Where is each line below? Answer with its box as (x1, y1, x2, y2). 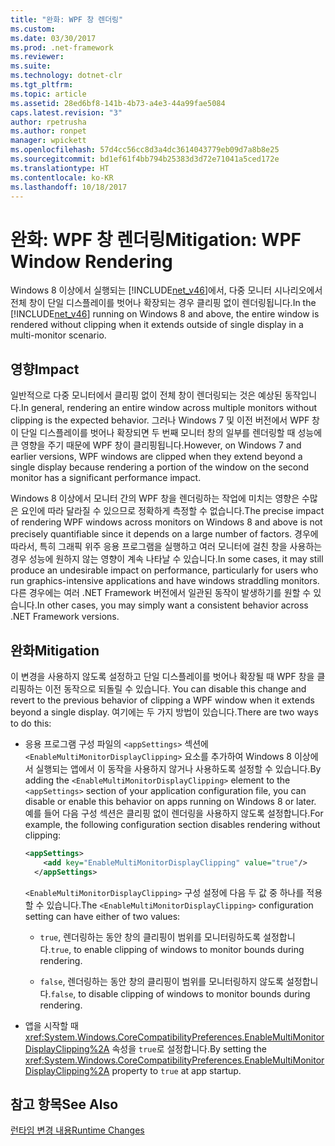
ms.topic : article (10, 89, 87, 99)
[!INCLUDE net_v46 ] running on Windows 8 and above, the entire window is (10, 308, 320, 320)
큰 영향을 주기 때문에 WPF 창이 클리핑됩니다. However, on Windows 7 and (10, 439, 302, 451)
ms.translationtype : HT (10, 163, 110, 173)
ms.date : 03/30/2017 (10, 33, 97, 43)
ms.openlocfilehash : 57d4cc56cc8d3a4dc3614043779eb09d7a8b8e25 (10, 145, 280, 155)
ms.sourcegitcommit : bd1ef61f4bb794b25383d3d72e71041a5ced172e (10, 154, 280, 164)
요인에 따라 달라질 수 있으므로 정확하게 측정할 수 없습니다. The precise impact (20, 505, 325, 517)
